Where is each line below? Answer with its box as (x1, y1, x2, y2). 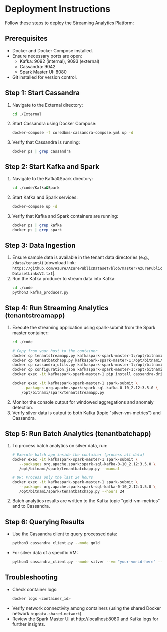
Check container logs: (12, 586, 58, 592)
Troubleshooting (5, 573, 58, 582)
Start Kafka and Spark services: (12, 194, 78, 200)
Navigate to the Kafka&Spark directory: (12, 176, 93, 181)
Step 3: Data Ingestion (5, 241, 76, 250)
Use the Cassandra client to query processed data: (12, 531, 117, 537)
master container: (12, 330, 49, 336)
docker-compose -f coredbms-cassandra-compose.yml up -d (12, 130, 134, 135)
